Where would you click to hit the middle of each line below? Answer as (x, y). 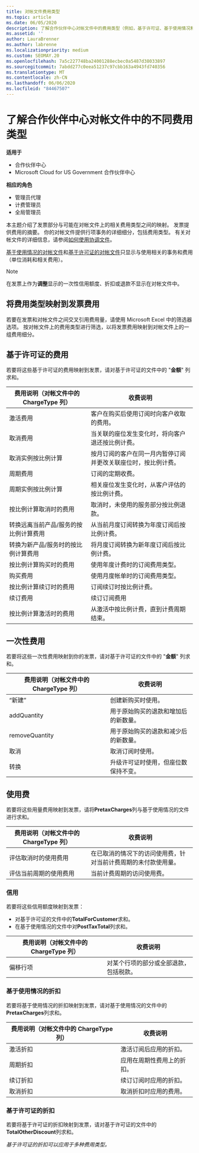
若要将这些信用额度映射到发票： (45, 907)
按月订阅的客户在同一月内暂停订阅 (138, 454)
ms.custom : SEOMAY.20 (33, 56)
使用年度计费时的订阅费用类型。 (135, 565)
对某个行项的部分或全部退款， (148, 963)
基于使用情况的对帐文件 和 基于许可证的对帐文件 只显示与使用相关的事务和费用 (99, 252)
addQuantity (26, 715)
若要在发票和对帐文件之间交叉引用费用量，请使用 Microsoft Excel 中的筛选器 (99, 319)
